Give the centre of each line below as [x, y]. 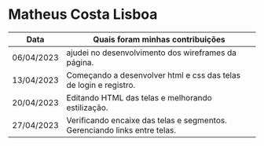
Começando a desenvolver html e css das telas [154, 75]
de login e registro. [101, 85]
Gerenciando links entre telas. [121, 130]
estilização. [87, 108]
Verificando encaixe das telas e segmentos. [147, 120]
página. [80, 62]
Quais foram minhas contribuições [159, 39]
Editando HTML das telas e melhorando [139, 97]
